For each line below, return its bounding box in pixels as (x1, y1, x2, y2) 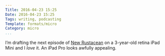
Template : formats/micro (5, 21, 57, 26)
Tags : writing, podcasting (5, 16, 61, 21)
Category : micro (5, 26, 39, 31)
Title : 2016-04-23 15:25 (5, 7, 57, 12)
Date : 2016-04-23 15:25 (5, 12, 55, 17)
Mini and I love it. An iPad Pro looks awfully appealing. (5, 45, 116, 51)
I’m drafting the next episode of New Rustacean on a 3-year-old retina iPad (5, 39, 160, 45)
